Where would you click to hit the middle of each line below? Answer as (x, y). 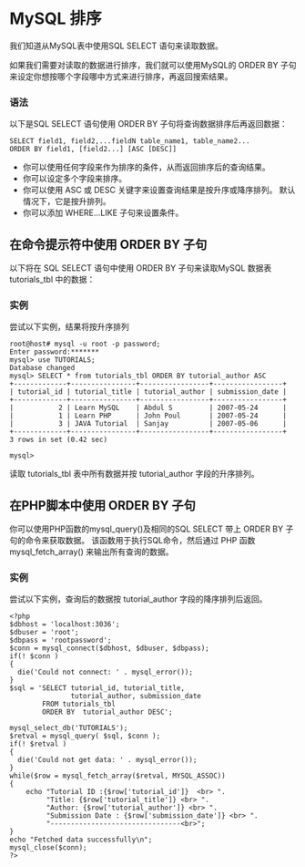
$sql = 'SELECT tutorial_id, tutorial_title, (97, 688)
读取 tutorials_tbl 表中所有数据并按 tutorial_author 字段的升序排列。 (134, 474)
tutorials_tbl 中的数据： (52, 280)
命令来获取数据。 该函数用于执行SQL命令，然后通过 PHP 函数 (140, 541)
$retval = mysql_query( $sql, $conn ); (85, 736)
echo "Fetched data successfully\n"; (81, 840)
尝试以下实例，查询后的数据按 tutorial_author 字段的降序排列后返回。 (138, 599)
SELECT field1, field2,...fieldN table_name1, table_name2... (130, 141)
